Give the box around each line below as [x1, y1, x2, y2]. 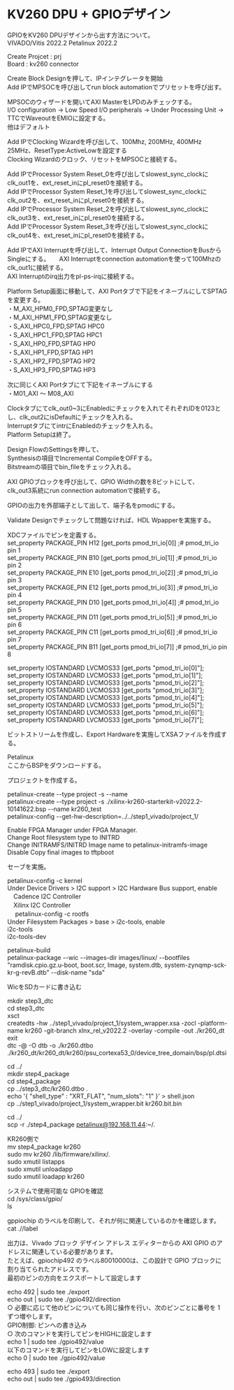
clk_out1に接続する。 [7, 263, 68, 271]
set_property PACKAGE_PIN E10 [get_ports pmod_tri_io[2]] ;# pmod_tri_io [7, 568, 219, 577]
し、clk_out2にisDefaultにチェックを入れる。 [7, 413, 137, 421]
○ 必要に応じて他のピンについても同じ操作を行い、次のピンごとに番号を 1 [7, 1303, 221, 1312]
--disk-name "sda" [51, 968, 105, 976]
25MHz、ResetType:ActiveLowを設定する [7, 146, 127, 155]
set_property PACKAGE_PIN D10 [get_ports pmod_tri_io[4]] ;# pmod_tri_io [7, 598, 219, 606]
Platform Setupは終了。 [7, 430, 75, 438]
